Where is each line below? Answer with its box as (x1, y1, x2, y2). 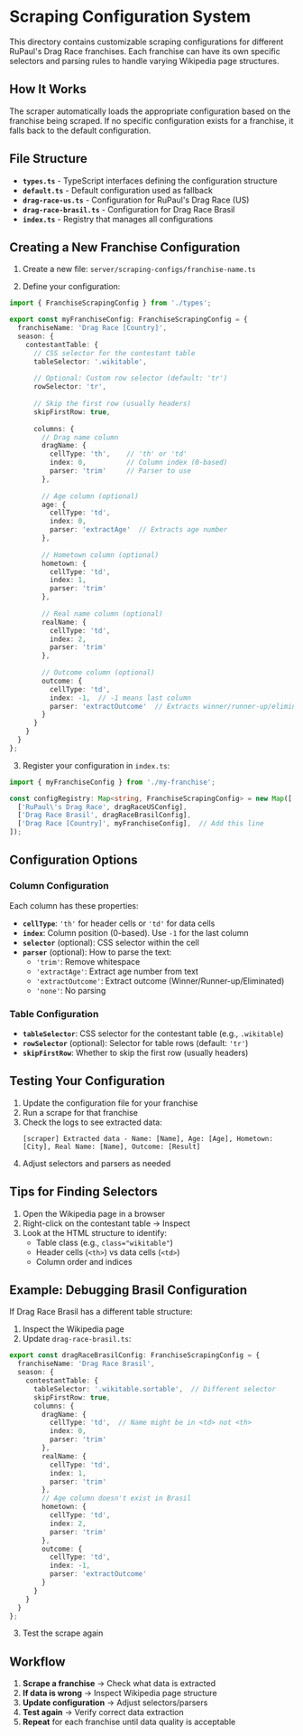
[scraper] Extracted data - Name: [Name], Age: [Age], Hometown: (22, 1134, 273, 1143)
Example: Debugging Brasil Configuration (9, 1282, 248, 1297)
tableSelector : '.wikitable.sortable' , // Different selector (32, 1384, 277, 1393)
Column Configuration (9, 880, 110, 892)
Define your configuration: (22, 281, 121, 292)
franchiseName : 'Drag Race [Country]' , (17, 324, 168, 333)
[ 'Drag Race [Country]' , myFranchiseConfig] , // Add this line (17, 819, 264, 828)
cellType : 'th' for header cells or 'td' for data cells (22, 918, 216, 929)
